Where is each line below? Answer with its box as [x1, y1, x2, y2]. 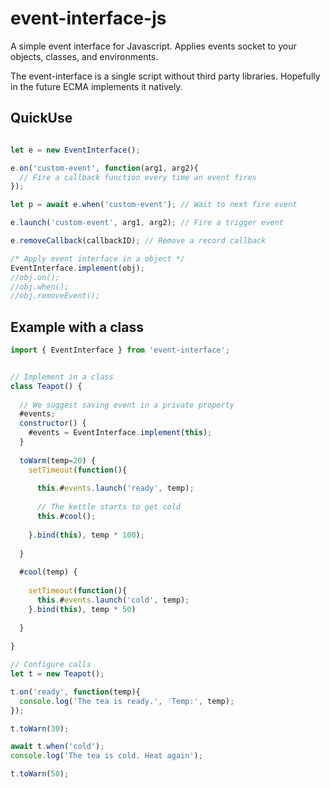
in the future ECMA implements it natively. [10, 80, 183, 92]
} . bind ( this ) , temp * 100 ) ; [28, 530, 145, 540]
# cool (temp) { [19, 567, 78, 577]
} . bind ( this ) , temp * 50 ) [28, 604, 137, 614]
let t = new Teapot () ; [10, 669, 105, 679]
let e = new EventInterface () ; [10, 145, 141, 155]
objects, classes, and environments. [10, 50, 159, 62]
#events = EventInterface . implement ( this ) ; [28, 428, 213, 438]
